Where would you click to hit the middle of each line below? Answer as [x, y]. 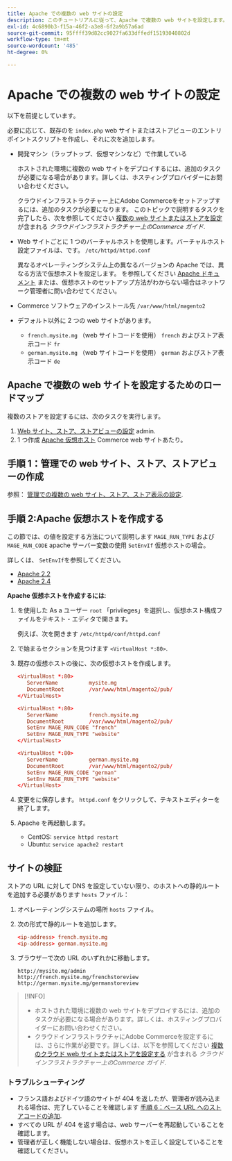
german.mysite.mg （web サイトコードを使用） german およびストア [123, 352]
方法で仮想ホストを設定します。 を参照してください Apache [115, 273]
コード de [47, 361]
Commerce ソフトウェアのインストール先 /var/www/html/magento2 [111, 306]
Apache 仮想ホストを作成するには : [57, 596]
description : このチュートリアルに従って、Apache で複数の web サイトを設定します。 [118, 20]
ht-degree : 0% [28, 53]
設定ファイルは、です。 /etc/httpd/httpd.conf [84, 250]
